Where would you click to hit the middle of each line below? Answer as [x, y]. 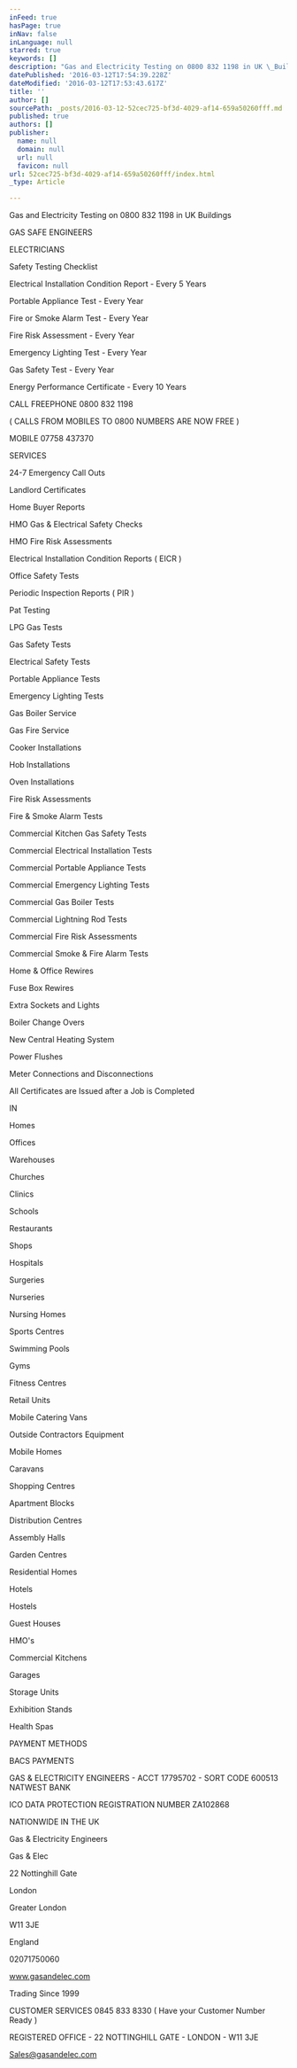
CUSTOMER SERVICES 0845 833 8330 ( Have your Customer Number [137, 2011]
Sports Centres [37, 1331]
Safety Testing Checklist [53, 267]
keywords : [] [33, 59]
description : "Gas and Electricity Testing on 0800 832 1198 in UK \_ [142, 67]
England [24, 1942]
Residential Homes [43, 1572]
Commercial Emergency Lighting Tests [80, 885]
